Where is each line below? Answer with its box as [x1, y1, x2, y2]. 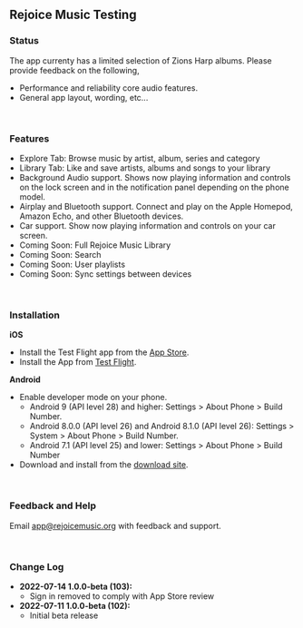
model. [19, 191, 45, 202]
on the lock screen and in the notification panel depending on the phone [19, 182, 289, 192]
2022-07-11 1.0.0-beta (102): [19, 600, 131, 611]
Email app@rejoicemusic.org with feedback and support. [9, 520, 222, 531]
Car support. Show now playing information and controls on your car [19, 220, 277, 231]
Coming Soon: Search [19, 249, 102, 260]
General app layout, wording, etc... [19, 92, 149, 103]
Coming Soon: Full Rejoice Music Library [19, 240, 171, 250]
